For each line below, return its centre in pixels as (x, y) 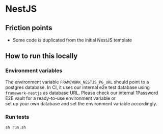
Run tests (17, 117)
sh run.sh (16, 127)
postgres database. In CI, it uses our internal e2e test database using (78, 87)
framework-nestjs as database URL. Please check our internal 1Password (82, 93)
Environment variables (34, 71)
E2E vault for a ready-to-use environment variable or (61, 98)
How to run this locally (42, 56)
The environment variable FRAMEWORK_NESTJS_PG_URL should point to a (77, 82)
